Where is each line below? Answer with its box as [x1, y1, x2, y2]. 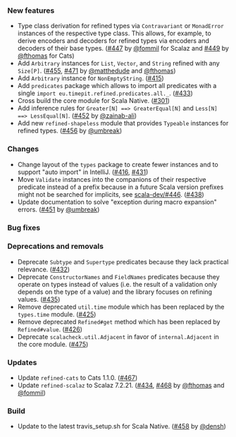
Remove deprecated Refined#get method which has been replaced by [17, 317, 221, 326]
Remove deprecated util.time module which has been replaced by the [17, 302, 225, 311]
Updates [7, 357, 37, 367]
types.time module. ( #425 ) [17, 309, 97, 319]
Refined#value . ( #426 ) [17, 325, 83, 333]
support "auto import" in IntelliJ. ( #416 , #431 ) [17, 168, 149, 176]
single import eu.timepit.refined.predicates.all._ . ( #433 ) [17, 89, 194, 97]
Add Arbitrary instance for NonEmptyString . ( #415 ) [17, 74, 164, 82]
